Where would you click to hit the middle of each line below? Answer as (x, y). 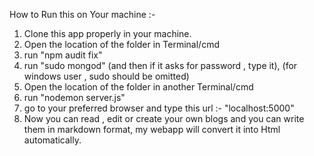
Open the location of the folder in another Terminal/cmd (138, 87)
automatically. (52, 140)
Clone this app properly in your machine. (107, 33)
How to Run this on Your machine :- (82, 14)
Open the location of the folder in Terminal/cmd (121, 44)
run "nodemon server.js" (74, 97)
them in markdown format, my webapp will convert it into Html (152, 129)
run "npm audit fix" (63, 55)
